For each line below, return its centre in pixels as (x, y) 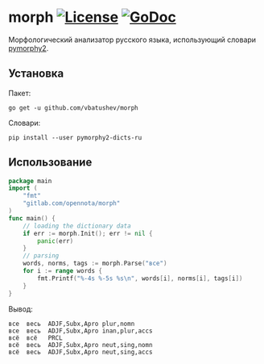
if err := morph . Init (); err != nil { (88, 233)
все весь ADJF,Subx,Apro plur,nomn (72, 324)
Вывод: (21, 309)
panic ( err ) (56, 241)
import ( (23, 188)
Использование (50, 163)
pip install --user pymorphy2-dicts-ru (75, 137)
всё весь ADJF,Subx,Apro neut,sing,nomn (80, 345)
